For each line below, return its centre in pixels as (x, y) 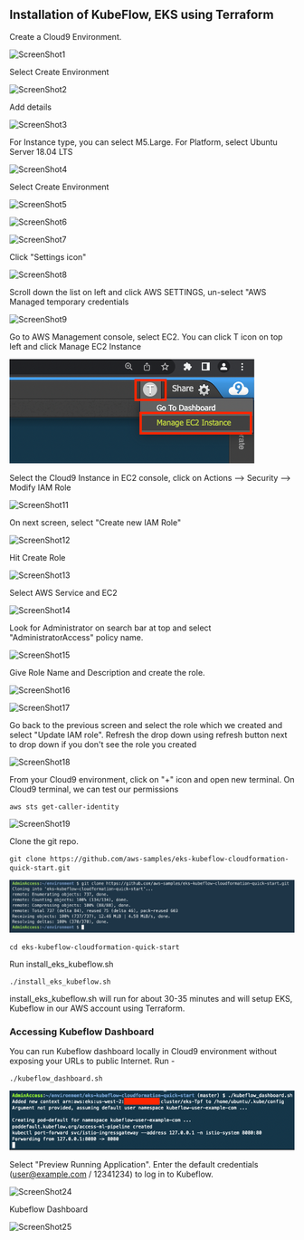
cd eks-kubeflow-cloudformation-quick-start (95, 947)
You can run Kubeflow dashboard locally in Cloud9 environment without (143, 1052)
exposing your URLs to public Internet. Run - (92, 1061)
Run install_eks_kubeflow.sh (62, 964)
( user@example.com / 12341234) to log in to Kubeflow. (112, 1174)
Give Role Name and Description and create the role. (107, 672)
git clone (28, 859)
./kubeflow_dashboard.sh (56, 1079)
